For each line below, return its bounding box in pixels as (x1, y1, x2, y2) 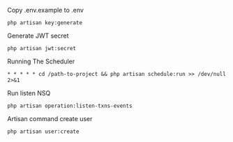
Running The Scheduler (7, 57, 75, 65)
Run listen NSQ (7, 89, 51, 97)
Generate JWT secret (7, 31, 69, 40)
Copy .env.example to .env (7, 6, 84, 14)
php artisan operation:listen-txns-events (7, 102, 133, 109)
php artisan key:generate (7, 19, 82, 26)
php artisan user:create (7, 128, 80, 135)
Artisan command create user (7, 115, 93, 123)
